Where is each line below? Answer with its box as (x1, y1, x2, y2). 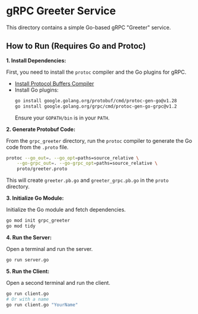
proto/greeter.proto (17, 166, 68, 172)
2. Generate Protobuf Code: (6, 125, 76, 133)
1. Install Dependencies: (6, 56, 66, 64)
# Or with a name (6, 296, 49, 302)
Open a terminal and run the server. (6, 245, 93, 252)
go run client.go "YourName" (6, 302, 78, 307)
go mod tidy (6, 223, 36, 229)
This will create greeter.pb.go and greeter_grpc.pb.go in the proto (6, 177, 169, 184)
